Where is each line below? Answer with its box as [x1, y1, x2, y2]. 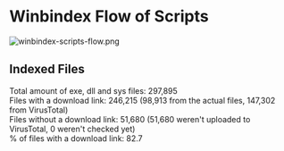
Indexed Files [9, 62, 85, 77]
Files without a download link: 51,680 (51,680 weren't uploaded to [9, 113, 251, 124]
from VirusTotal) [9, 105, 69, 115]
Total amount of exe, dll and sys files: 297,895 [9, 85, 179, 96]
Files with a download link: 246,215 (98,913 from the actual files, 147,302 [9, 95, 276, 105]
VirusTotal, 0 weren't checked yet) [9, 123, 136, 134]
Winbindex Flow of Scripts [9, 6, 209, 27]
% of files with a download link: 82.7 [9, 132, 143, 144]
